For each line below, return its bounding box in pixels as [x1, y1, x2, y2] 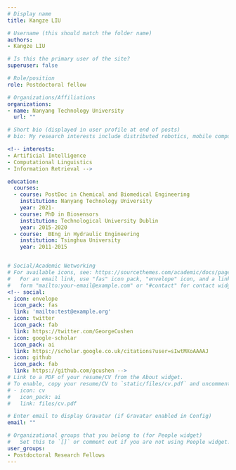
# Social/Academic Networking [7, 262, 96, 270]
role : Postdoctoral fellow [7, 81, 86, 88]
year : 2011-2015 [20, 244, 68, 251]
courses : [13, 185, 39, 192]
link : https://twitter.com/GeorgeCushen [13, 328, 133, 335]
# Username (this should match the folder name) [7, 30, 152, 37]
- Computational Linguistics [7, 159, 93, 166]
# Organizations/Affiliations [7, 94, 96, 101]
